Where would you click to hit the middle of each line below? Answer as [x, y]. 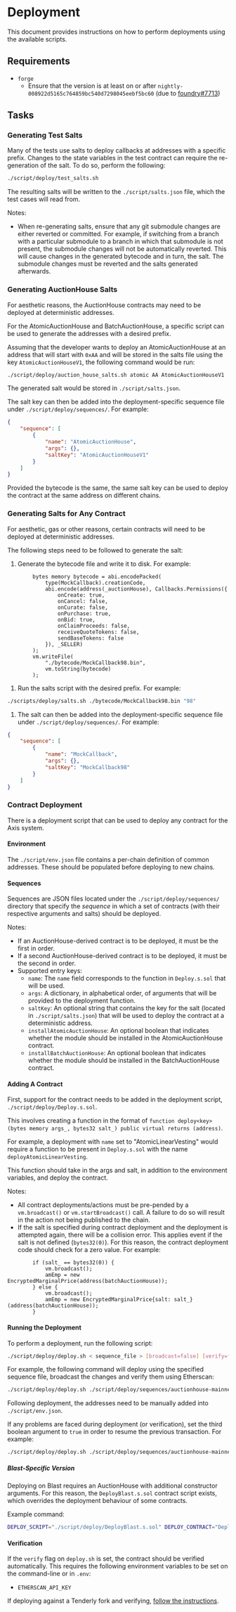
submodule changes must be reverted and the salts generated [107, 264]
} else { [45, 1287]
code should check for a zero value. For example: [89, 1250]
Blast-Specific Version [41, 1468]
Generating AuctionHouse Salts [63, 290]
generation [23, 165]
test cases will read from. [44, 199]
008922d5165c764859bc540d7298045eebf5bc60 [91, 94]
